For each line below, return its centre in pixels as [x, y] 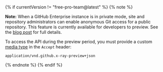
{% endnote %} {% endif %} [34, 65]
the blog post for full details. [34, 32]
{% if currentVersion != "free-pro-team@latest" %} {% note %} [69, 7]
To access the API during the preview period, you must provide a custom [79, 42]
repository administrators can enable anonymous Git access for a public [78, 22]
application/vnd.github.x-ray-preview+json [50, 56]
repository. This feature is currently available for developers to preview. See [82, 27]
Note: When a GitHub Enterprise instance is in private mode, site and [75, 16]
